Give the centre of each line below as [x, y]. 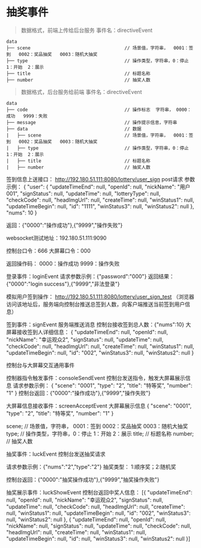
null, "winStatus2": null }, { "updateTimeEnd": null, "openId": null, [86, 519]
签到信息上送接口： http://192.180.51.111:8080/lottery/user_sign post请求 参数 [100, 179]
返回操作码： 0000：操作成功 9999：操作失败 [63, 263]
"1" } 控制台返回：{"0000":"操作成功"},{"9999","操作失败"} [79, 393]
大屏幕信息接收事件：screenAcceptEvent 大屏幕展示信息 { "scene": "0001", [99, 406]
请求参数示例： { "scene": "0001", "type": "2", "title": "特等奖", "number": [103, 385]
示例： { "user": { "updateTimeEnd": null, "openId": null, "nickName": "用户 [98, 187]
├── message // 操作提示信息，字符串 [92, 122]
